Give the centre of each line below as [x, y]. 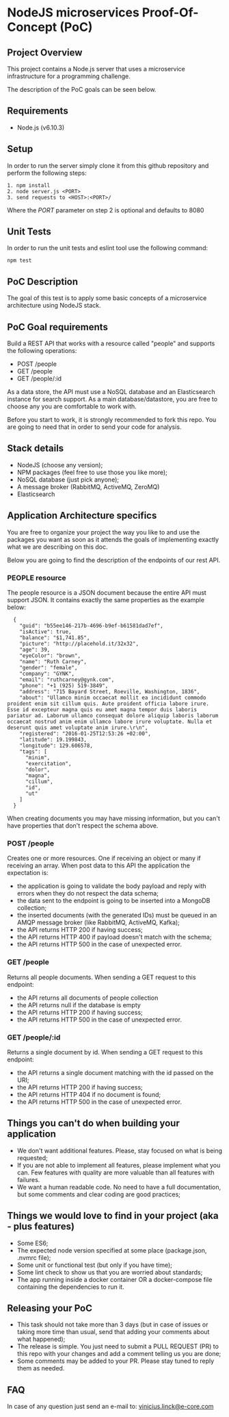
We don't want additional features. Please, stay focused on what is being [120, 1150]
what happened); [41, 1339]
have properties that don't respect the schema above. [83, 825]
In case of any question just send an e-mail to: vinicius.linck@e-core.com [110, 1407]
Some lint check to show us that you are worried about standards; [110, 1272]
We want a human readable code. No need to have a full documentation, [119, 1187]
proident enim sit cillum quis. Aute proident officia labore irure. [108, 704]
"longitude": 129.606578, [56, 746]
